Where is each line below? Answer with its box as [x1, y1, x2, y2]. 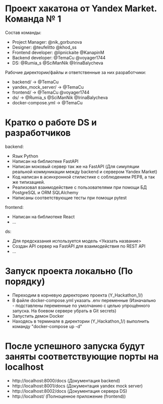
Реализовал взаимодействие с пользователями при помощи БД [12, 184, 147, 190]
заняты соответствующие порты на [5, 351, 159, 362]
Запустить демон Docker [12, 313, 64, 319]
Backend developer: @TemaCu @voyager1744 [12, 54, 106, 60]
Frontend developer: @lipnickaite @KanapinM [12, 50, 104, 55]
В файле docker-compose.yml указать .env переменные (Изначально [12, 297, 156, 303]
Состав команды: [5, 29, 41, 35]
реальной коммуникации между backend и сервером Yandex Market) [12, 169, 158, 175]
